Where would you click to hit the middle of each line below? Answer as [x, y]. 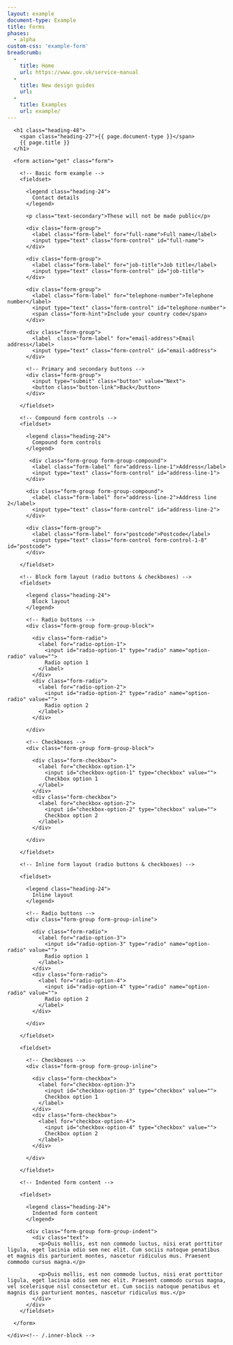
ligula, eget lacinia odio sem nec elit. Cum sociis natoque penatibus [113, 1250]
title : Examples [44, 105]
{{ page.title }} [45, 143]
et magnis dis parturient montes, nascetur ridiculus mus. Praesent [109, 1256]
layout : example [31, 14]
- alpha [25, 40]
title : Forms [26, 27]
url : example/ [40, 111]
